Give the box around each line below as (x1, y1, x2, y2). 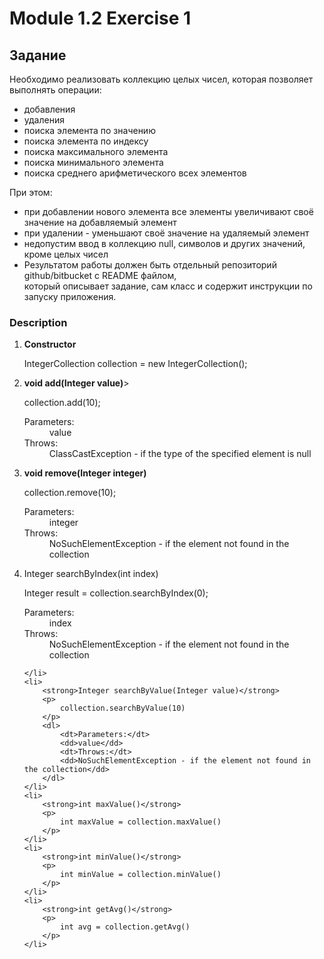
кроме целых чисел (23, 248, 109, 260)
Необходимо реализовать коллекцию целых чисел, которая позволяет (9, 73, 314, 85)
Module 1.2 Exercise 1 (9, 7, 192, 30)
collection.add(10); (23, 397, 101, 409)
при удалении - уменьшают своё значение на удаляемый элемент (23, 227, 310, 239)
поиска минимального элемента (23, 157, 164, 168)
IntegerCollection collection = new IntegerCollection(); (23, 358, 248, 370)
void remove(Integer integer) (23, 467, 147, 479)
